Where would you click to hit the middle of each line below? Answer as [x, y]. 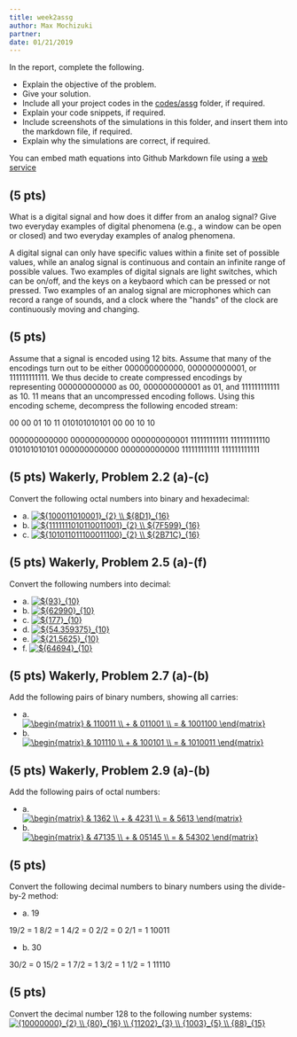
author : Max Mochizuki [51, 26]
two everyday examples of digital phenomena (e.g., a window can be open [145, 226]
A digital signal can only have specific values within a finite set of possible [145, 253]
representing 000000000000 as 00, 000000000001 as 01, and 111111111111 [145, 386]
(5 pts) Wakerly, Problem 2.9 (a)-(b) [110, 771]
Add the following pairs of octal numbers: [85, 792]
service [23, 168]
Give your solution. [56, 94]
